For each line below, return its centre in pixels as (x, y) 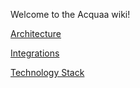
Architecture (36, 33)
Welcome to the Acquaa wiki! (70, 14)
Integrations (35, 53)
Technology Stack (47, 72)
